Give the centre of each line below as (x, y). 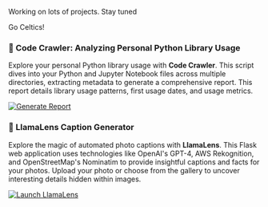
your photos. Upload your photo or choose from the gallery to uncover (124, 170)
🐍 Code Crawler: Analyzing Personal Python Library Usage (124, 47)
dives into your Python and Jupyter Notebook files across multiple (117, 74)
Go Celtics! (27, 27)
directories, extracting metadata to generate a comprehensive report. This (130, 83)
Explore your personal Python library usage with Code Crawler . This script (131, 65)
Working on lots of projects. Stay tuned (73, 12)
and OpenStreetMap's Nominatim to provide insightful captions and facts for (134, 162)
